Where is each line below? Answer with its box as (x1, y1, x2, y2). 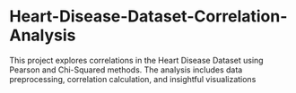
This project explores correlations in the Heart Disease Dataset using (9, 55, 264, 65)
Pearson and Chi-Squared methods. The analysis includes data (9, 64, 243, 75)
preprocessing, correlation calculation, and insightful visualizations (9, 73, 257, 84)
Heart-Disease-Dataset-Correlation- (9, 6, 288, 27)
